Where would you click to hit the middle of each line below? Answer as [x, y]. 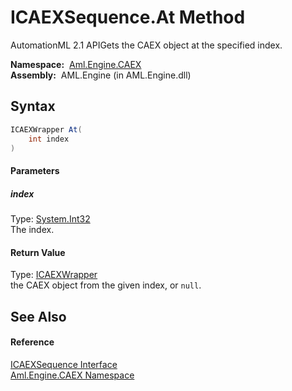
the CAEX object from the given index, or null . [106, 285]
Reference [32, 342]
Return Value [38, 252]
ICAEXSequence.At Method [128, 17]
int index [49, 139]
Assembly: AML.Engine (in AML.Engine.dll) [101, 75]
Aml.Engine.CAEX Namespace [72, 375]
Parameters [35, 170]
